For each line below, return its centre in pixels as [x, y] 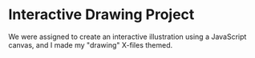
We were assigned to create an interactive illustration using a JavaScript [127, 37]
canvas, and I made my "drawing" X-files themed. [91, 44]
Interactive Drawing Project [101, 15]
